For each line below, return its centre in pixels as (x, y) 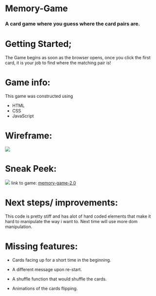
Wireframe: (29, 136)
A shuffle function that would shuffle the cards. (59, 279)
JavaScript (23, 116)
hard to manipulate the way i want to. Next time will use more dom (71, 221)
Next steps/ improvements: (62, 203)
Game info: (28, 82)
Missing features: (41, 246)
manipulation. (19, 227)
